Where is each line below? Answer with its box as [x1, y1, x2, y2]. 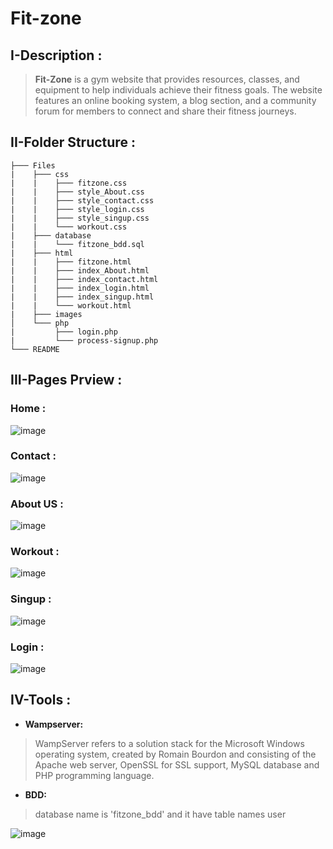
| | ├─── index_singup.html [10, 292, 155, 302]
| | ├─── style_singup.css [10, 213, 150, 223]
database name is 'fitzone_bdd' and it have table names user [34, 808, 287, 820]
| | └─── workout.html [10, 300, 132, 311]
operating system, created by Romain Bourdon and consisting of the [34, 748, 317, 760]
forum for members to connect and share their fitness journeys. [34, 105, 297, 117]
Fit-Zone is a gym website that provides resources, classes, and [34, 73, 300, 85]
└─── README [10, 344, 60, 354]
